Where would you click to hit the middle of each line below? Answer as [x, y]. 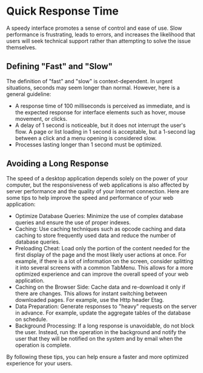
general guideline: [29, 94]
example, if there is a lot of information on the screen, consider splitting [104, 261]
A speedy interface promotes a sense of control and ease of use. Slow [94, 28]
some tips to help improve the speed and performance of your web [90, 197]
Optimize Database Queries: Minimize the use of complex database [99, 216]
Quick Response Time [63, 11]
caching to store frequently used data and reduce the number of [95, 235]
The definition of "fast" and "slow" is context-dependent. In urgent [89, 81]
